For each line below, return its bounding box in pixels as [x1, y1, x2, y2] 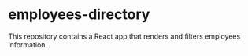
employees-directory [8, 6, 150, 24]
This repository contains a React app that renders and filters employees [8, 32, 241, 41]
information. [8, 39, 48, 49]
